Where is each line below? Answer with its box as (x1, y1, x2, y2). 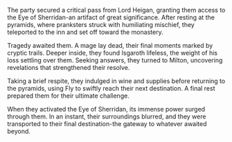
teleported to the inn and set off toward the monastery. (7, 28, 164, 36)
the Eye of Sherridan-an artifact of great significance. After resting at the (7, 13, 215, 21)
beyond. (7, 127, 31, 135)
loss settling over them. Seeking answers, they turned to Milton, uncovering (7, 56, 223, 64)
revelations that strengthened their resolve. (7, 64, 130, 71)
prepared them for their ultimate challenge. (7, 91, 130, 100)
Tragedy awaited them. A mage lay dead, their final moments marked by (7, 42, 213, 49)
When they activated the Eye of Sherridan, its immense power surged (7, 105, 206, 113)
